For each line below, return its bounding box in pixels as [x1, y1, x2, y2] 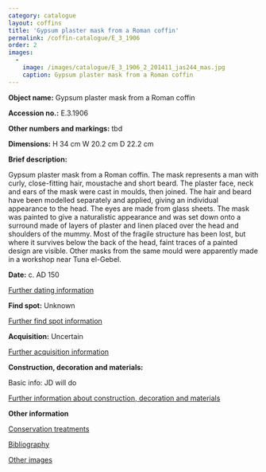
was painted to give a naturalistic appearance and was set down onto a [8, 212, 241, 221]
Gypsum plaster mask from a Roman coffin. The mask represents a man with [8, 170, 259, 179]
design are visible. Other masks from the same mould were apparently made [8, 246, 258, 256]
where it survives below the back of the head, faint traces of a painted [8, 237, 238, 247]
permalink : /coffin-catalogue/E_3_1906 [8, 33, 141, 42]
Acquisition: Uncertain [8, 331, 83, 341]
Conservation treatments [8, 423, 90, 434]
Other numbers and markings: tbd [8, 123, 123, 133]
